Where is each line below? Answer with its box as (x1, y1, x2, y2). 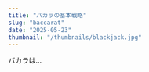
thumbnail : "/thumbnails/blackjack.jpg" (8, 33, 143, 41)
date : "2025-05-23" (8, 26, 72, 34)
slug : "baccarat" (8, 19, 65, 27)
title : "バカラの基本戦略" (8, 11, 87, 20)
